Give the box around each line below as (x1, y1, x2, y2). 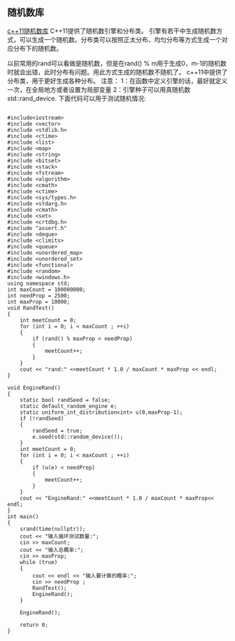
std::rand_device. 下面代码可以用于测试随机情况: (7, 94, 146, 102)
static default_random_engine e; (20, 403, 117, 410)
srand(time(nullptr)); (20, 525, 86, 532)
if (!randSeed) (20, 414, 64, 422)
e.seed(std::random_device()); (32, 433, 124, 440)
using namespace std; (7, 280, 71, 287)
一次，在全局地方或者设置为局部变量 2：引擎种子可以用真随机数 (7, 85, 191, 93)
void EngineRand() (7, 384, 61, 391)
